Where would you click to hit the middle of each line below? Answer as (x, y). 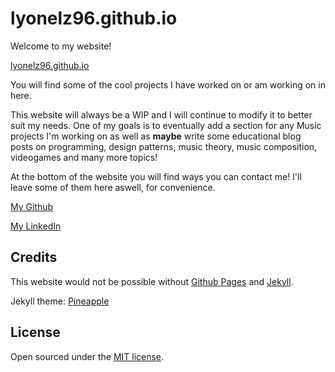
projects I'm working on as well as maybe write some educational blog (156, 136)
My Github (32, 206)
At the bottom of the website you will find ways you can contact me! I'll (156, 176)
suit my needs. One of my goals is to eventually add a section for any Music (166, 125)
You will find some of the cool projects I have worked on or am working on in (168, 84)
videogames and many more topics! (84, 157)
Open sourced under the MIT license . (87, 356)
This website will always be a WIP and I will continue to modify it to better (161, 114)
